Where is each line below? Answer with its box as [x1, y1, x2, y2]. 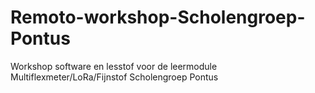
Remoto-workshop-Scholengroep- [10, 6, 306, 29]
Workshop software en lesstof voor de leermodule [10, 60, 218, 72]
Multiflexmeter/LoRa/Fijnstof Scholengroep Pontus [10, 71, 219, 83]
